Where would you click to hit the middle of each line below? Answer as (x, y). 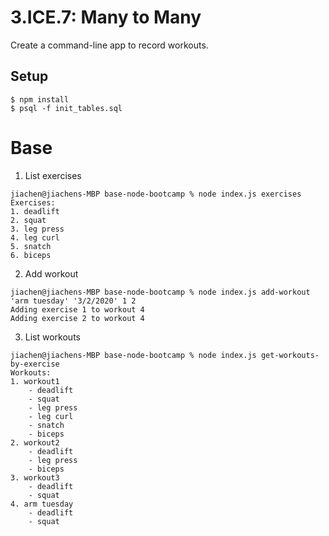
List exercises (53, 175)
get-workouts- (290, 355)
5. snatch (31, 246)
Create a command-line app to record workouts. (109, 45)
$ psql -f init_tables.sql (66, 108)
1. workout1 (35, 381)
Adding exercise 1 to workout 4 (77, 309)
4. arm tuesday (42, 504)
